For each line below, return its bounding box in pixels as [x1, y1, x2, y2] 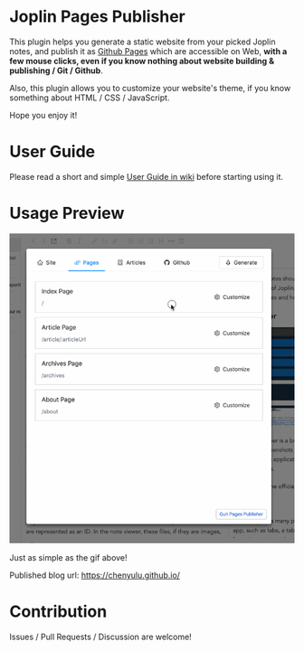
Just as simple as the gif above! [9, 552, 128, 563]
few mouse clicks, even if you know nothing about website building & [9, 55, 275, 66]
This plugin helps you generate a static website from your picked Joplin [9, 36, 276, 47]
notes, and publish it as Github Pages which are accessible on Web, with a [9, 45, 288, 56]
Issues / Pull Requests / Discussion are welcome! [9, 631, 192, 643]
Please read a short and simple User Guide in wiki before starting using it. [9, 171, 283, 182]
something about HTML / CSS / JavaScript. [9, 92, 170, 103]
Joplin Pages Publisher [9, 6, 185, 27]
